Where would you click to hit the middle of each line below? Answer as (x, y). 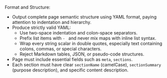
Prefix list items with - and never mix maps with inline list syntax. (88, 38)
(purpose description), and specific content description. (70, 70)
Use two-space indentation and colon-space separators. (78, 33)
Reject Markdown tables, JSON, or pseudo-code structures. (82, 54)
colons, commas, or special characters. (61, 49)
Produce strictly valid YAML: (41, 27)
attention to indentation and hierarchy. (52, 22)
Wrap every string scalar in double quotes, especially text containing (91, 43)
